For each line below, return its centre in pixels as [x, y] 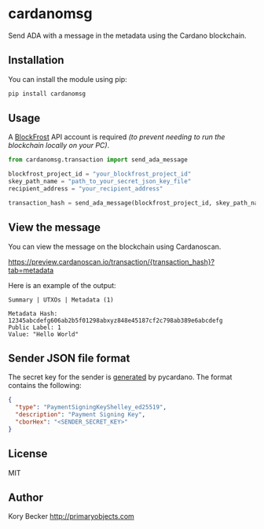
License [28, 454]
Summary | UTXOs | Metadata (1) [61, 300]
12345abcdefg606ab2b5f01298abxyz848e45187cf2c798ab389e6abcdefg [115, 320]
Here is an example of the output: [62, 285]
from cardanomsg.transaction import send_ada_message [98, 160]
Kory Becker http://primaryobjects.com [71, 516]
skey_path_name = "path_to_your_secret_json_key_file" [100, 182]
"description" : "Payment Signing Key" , [81, 415]
